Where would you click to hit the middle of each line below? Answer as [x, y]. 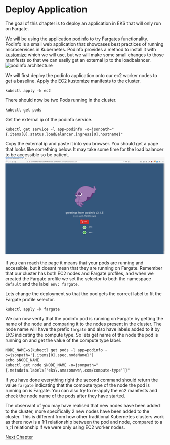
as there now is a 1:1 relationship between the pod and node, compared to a [84, 422]
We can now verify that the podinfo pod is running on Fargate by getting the [84, 319]
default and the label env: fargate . [42, 284]
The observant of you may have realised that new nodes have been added [83, 406]
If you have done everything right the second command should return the [82, 380]
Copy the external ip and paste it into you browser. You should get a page [82, 143]
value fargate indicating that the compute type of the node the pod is [78, 385]
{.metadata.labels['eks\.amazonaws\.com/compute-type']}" [68, 370]
